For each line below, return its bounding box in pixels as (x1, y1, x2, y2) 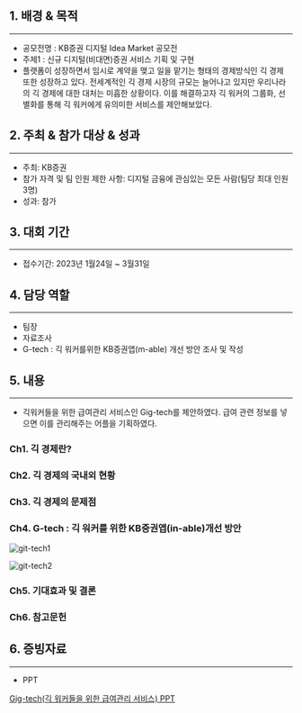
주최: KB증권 (22, 161, 67, 173)
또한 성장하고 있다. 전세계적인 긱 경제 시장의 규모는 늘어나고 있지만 (22, 76, 255, 87)
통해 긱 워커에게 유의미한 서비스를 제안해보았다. (46, 98, 213, 110)
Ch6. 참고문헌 (9, 610, 67, 623)
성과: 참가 (22, 195, 57, 206)
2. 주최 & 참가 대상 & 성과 (9, 128, 141, 143)
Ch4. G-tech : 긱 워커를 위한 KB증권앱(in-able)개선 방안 (9, 521, 242, 534)
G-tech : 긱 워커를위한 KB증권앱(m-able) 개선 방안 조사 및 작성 (22, 344, 244, 355)
